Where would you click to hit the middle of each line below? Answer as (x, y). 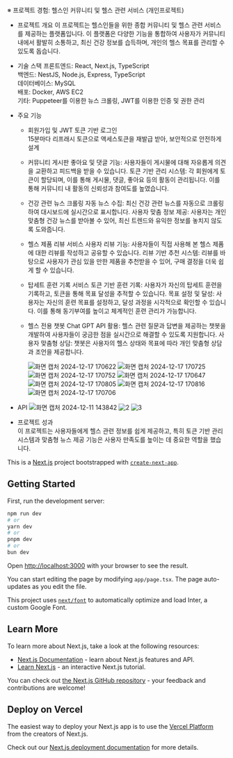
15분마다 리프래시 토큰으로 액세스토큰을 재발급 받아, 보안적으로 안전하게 (124, 139)
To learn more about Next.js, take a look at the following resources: (103, 646)
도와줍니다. (50, 229)
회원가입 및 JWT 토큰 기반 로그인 (72, 130)
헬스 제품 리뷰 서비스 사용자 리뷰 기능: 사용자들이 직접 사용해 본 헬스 (119, 244)
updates (19, 586)
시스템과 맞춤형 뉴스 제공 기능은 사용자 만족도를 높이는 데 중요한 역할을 (113, 440)
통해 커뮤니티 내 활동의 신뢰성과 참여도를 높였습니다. (98, 188)
